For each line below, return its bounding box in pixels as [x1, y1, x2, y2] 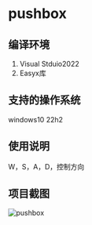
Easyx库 [19, 68, 46, 78]
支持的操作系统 [8, 93, 81, 107]
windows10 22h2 [8, 114, 64, 124]
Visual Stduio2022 [19, 60, 80, 68]
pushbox [8, 5, 67, 23]
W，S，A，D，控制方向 [8, 161, 85, 171]
